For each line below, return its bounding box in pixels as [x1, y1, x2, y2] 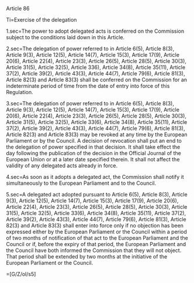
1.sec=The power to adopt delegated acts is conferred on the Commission [6, 27, 185, 34]
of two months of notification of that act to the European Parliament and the [6, 234, 188, 241]
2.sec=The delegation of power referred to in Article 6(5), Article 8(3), [6, 45, 174, 52]
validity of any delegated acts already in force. [6, 162, 118, 169]
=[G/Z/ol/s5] [6, 271, 36, 277]
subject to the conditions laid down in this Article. [6, 34, 125, 40]
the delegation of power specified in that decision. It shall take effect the [6, 143, 181, 150]
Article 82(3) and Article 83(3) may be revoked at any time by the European [6, 131, 188, 138]
